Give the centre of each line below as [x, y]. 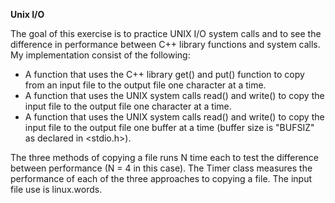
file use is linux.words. [56, 189]
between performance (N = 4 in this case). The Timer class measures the [161, 168]
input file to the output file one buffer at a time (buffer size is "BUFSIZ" [169, 127]
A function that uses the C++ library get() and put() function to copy [164, 74]
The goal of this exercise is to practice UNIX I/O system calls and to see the [166, 33]
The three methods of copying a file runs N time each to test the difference [165, 157]
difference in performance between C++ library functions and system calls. [165, 44]
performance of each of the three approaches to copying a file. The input [161, 178]
